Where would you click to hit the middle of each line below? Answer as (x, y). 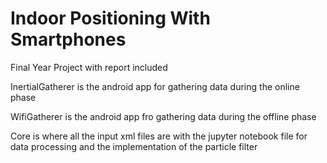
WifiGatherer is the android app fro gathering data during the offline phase (163, 116)
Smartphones (68, 39)
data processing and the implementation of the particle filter (134, 146)
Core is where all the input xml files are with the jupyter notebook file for (159, 136)
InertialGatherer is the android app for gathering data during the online (155, 86)
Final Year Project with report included (89, 67)
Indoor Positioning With (110, 18)
